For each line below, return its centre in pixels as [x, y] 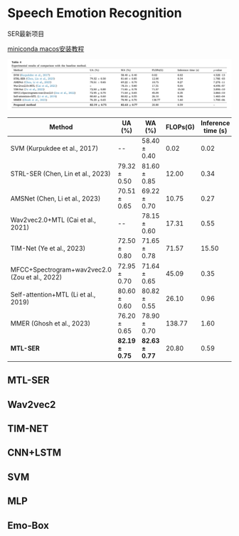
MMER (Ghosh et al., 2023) [51, 323]
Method [61, 127]
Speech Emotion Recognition [95, 13]
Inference [216, 123]
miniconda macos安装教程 [46, 48]
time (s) [216, 131]
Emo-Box [28, 525]
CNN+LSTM [34, 453]
